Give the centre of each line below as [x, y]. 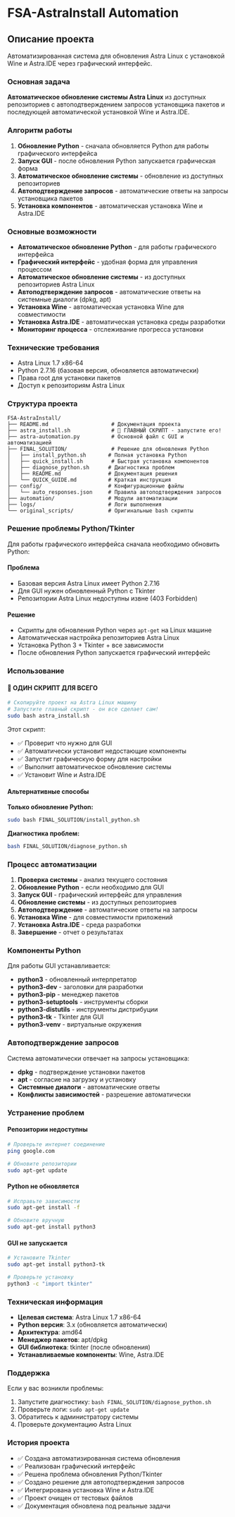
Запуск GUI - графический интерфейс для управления [100, 895]
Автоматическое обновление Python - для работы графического [117, 247]
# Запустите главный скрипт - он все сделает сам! [83, 709]
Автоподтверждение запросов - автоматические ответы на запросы [123, 191]
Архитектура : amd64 [50, 1332]
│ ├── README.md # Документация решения [93, 474]
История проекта [39, 1443]
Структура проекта [43, 404]
